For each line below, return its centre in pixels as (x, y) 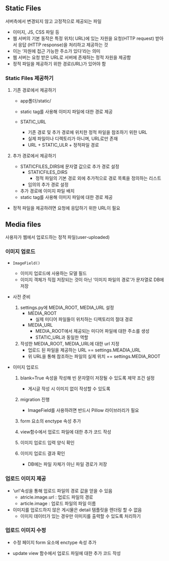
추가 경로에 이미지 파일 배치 (47, 191)
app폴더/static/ (36, 101)
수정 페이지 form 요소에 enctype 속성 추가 (54, 542)
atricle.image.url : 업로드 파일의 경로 (57, 497)
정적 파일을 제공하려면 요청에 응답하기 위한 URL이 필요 (66, 208)
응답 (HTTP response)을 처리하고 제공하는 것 (63, 45)
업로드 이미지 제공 (26, 479)
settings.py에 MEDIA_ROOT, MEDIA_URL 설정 (67, 308)
